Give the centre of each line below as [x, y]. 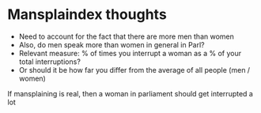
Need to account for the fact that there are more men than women [126, 36]
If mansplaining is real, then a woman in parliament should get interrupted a [130, 93]
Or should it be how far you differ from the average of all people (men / [134, 70]
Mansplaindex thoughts [87, 15]
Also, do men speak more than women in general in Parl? [112, 44]
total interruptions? [49, 62]
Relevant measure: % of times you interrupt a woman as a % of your [130, 53]
